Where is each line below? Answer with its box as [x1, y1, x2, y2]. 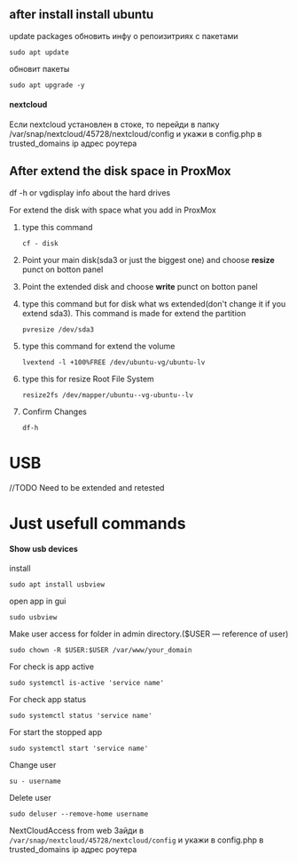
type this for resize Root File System [21, 373, 155, 384]
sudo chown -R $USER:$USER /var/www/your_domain [9, 646, 192, 655]
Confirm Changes [21, 406, 87, 417]
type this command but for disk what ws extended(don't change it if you [21, 298, 286, 309]
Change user [9, 760, 57, 771]
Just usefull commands [9, 513, 186, 533]
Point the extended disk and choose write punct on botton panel [21, 281, 259, 292]
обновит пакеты [9, 63, 70, 74]
